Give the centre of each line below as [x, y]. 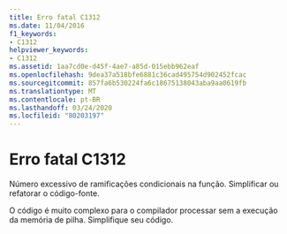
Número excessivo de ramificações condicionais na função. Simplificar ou [144, 184]
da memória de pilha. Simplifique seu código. [91, 220]
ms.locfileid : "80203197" [57, 116]
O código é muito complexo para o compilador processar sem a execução [143, 211]
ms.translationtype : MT [53, 91]
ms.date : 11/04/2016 [47, 26]
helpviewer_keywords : [49, 50]
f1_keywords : [33, 34]
